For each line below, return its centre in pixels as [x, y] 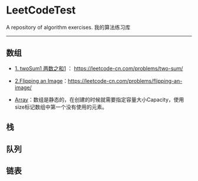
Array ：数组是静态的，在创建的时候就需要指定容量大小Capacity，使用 [99, 99]
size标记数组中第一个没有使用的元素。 [61, 107]
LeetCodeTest [41, 10]
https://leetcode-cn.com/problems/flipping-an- [125, 81]
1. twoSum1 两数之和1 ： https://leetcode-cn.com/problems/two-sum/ [99, 68]
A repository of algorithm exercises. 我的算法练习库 [68, 27]
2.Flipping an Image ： [41, 81]
